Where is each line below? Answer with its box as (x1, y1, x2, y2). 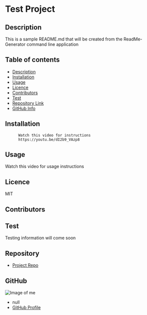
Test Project (5, 3, 55, 15)
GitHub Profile (12, 305, 41, 311)
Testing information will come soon (5, 235, 76, 241)
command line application (26, 41, 79, 47)
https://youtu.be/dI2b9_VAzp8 (18, 137, 80, 142)
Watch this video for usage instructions (5, 164, 84, 170)
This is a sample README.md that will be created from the (5, 36, 122, 42)
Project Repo (12, 262, 39, 268)
